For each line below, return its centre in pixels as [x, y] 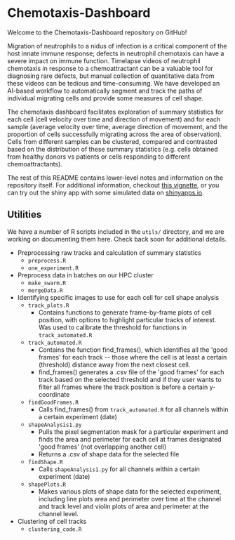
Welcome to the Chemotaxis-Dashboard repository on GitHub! [97, 32]
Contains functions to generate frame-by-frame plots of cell [125, 312]
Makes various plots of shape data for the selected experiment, [130, 491]
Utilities [25, 215]
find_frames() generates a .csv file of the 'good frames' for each [131, 372]
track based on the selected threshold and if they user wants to [130, 379]
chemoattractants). [35, 164]
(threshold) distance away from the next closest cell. [114, 364]
